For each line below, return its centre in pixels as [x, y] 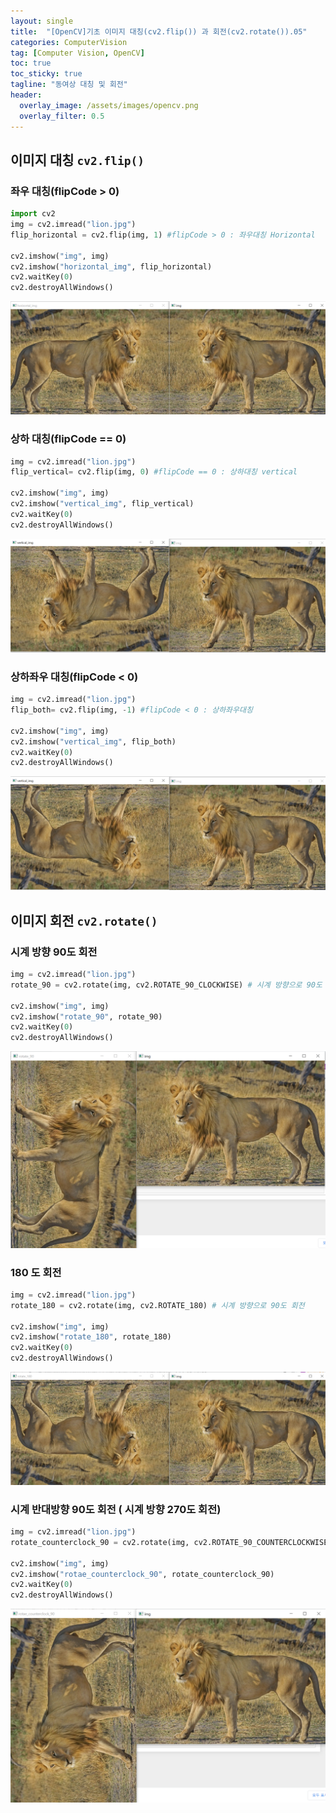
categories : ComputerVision [69, 42]
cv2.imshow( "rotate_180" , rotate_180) [91, 1337]
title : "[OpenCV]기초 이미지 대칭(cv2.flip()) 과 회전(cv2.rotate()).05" [159, 31]
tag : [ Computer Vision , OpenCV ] [77, 53]
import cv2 [33, 214]
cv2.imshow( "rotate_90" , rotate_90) [86, 1016]
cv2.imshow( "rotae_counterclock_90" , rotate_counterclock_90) [142, 1574]
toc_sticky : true [46, 74]
